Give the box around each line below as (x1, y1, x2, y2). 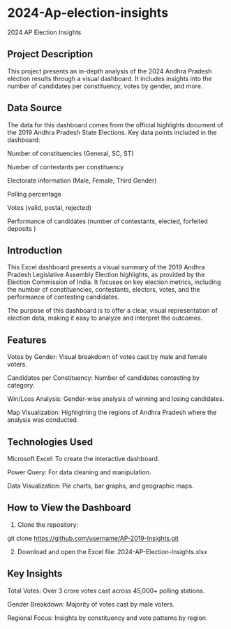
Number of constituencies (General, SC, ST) (7, 149, 134, 157)
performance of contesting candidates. (7, 292, 120, 302)
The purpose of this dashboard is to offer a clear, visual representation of (7, 306, 218, 315)
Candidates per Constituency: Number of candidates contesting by (7, 374, 200, 382)
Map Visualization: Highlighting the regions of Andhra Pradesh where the (7, 408, 217, 417)
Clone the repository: (17, 520, 79, 529)
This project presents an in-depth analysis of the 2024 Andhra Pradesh (7, 66, 212, 75)
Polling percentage (7, 190, 61, 198)
